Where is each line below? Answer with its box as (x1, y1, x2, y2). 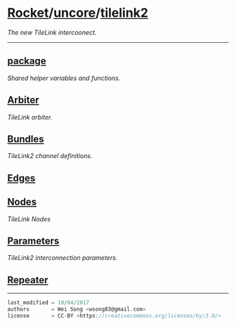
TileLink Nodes (7, 214, 51, 223)
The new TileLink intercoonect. (7, 28, 97, 37)
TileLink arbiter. (7, 112, 53, 121)
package (7, 55, 47, 67)
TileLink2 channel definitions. (7, 152, 93, 160)
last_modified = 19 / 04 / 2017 (7, 299, 90, 306)
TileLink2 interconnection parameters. (7, 254, 118, 262)
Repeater (7, 274, 48, 286)
